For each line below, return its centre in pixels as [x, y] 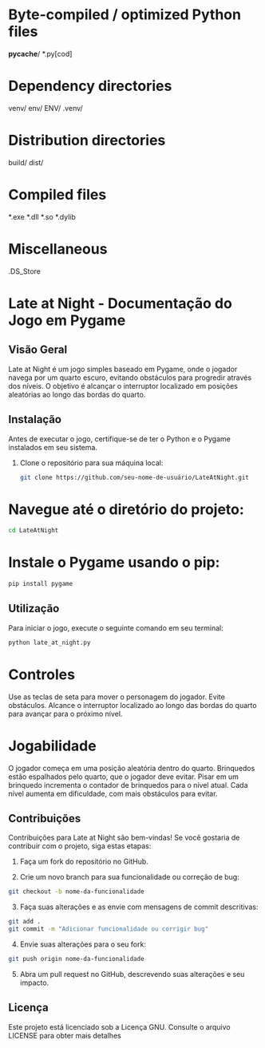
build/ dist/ [26, 162]
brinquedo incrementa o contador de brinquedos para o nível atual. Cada [129, 785]
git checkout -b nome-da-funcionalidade [77, 892]
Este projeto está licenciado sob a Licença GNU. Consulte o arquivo [119, 1026]
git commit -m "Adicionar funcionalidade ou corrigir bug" [109, 929]
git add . [25, 922]
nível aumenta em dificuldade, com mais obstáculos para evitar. [113, 793]
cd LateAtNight [34, 531]
